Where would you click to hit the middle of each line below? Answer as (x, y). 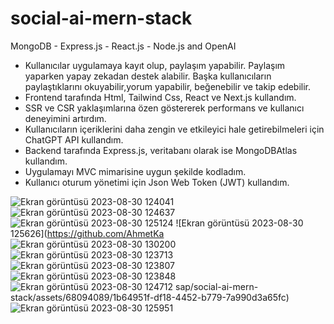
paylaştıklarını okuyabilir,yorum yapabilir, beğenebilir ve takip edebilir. (168, 86)
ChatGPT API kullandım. (74, 139)
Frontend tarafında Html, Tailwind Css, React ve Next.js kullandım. (160, 97)
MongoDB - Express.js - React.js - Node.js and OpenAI (123, 46)
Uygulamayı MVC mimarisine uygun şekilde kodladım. (135, 171)
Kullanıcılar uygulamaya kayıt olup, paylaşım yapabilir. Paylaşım (155, 65)
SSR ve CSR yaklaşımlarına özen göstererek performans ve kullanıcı (164, 108)
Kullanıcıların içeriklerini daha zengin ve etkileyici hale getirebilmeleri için (174, 129)
